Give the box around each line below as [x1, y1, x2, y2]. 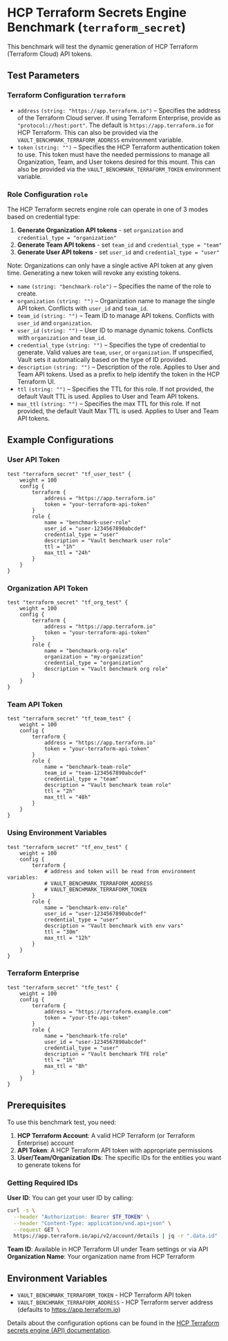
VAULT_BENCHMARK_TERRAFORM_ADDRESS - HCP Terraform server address [17, 1298, 213, 1306]
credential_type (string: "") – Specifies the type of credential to [17, 341, 206, 349]
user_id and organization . [17, 318, 93, 327]
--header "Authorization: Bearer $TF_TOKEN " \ [13, 1213, 150, 1220]
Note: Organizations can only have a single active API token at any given [7, 261, 213, 269]
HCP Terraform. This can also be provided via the [17, 128, 159, 136]
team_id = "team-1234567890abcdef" [44, 770, 147, 777]
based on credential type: [7, 212, 81, 220]
